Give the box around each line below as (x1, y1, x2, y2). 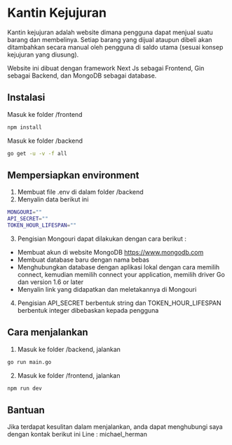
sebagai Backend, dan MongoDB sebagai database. (7, 71, 157, 80)
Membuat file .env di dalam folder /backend (17, 188, 144, 197)
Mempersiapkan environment (7, 169, 139, 181)
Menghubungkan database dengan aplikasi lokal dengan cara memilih (17, 262, 220, 271)
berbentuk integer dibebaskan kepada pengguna (17, 306, 159, 314)
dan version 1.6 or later (17, 278, 84, 286)
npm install (7, 124, 42, 131)
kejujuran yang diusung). (7, 50, 79, 59)
